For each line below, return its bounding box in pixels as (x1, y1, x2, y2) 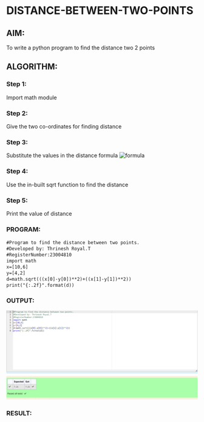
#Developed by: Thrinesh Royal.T (6, 246, 91, 252)
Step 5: (6, 196, 29, 205)
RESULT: (6, 409, 32, 417)
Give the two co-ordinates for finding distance (6, 122, 122, 130)
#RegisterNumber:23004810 (6, 252, 72, 258)
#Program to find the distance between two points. (6, 240, 140, 246)
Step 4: (6, 167, 29, 175)
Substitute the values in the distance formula (6, 152, 118, 159)
